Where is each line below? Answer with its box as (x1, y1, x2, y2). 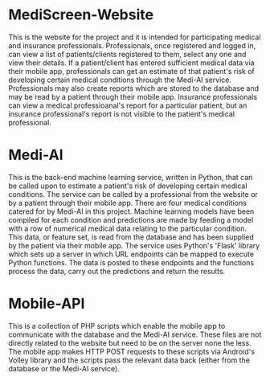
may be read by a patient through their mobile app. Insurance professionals (8, 92, 258, 101)
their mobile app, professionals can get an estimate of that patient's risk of (8, 66, 256, 76)
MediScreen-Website (8, 6, 154, 24)
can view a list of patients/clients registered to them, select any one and (8, 49, 247, 59)
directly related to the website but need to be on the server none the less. (8, 338, 252, 347)
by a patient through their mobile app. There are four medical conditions (8, 198, 247, 207)
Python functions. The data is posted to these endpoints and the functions (8, 257, 255, 267)
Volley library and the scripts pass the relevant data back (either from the (8, 355, 251, 365)
